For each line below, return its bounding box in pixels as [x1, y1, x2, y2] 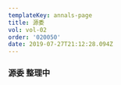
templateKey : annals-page [8, 11, 92, 19]
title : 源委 [8, 19, 44, 27]
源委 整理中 [8, 68, 51, 79]
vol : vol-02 [8, 26, 47, 34]
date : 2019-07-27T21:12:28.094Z [8, 41, 113, 48]
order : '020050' [8, 33, 61, 41]
